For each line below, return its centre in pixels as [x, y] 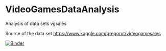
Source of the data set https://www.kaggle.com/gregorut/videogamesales [83, 33]
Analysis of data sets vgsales [36, 23]
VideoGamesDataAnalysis [62, 9]
